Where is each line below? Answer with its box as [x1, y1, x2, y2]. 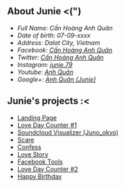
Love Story [17, 150, 48, 158]
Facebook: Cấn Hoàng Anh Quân [17, 46, 113, 54]
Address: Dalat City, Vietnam [17, 38, 100, 47]
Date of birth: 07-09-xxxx [17, 31, 91, 39]
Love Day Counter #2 [17, 165, 78, 173]
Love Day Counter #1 [17, 121, 78, 129]
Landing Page [17, 113, 57, 121]
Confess [17, 143, 42, 151]
